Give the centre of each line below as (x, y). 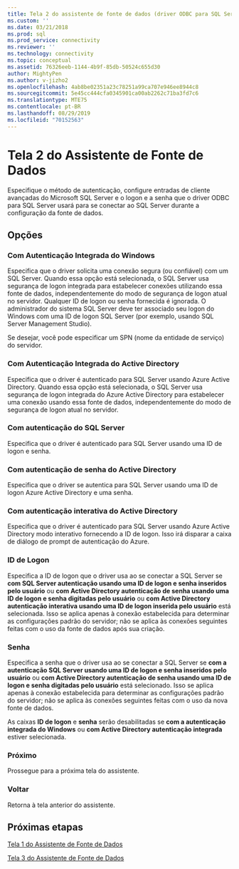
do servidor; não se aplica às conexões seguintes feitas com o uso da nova (118, 701)
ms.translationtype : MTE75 (47, 100)
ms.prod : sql (27, 34)
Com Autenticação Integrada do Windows (81, 255)
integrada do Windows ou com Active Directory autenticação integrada (115, 729)
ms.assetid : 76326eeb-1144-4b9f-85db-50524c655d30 (84, 67)
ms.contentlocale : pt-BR (44, 107)
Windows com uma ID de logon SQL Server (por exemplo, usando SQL (111, 316)
